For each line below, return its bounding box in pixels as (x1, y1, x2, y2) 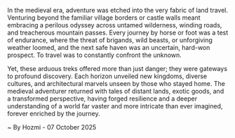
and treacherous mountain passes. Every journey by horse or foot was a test (7, 28, 229, 37)
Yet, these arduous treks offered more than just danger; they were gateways (7, 65, 228, 73)
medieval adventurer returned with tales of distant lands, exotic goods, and (7, 87, 224, 95)
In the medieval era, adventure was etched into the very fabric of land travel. (7, 6, 228, 14)
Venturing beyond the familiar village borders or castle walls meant (7, 13, 201, 22)
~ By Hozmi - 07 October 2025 (7, 123, 97, 131)
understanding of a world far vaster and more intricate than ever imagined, (7, 102, 223, 110)
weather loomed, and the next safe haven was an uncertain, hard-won (7, 44, 210, 51)
